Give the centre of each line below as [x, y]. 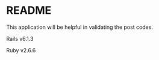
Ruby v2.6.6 [21, 50]
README [29, 10]
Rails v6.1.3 [20, 38]
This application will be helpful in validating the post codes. [80, 27]
